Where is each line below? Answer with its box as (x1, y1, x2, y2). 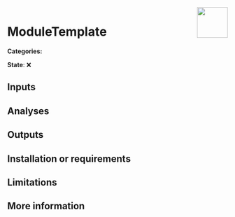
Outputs (7, 129, 44, 141)
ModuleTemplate (7, 24, 107, 40)
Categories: (7, 47, 43, 55)
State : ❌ (7, 60, 31, 69)
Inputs (7, 81, 36, 93)
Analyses (7, 105, 50, 117)
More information (7, 200, 85, 212)
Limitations (7, 176, 57, 188)
